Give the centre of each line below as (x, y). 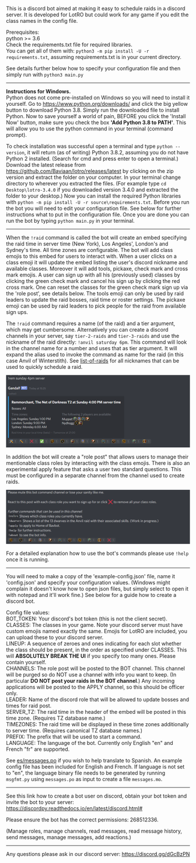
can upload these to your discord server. (55, 637)
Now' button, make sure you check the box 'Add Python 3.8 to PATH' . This (96, 122)
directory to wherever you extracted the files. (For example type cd (86, 183)
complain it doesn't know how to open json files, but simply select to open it (97, 589)
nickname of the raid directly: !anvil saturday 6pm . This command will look (97, 342)
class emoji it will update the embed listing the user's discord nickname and (97, 262)
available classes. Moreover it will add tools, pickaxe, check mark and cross (97, 269)
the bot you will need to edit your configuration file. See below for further (94, 208)
